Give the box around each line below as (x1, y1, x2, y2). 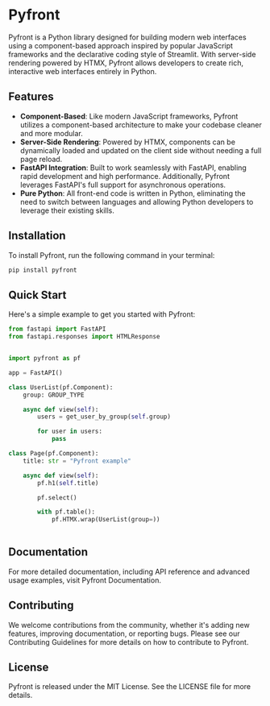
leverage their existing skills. (19, 206, 114, 215)
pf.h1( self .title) (37, 479, 99, 487)
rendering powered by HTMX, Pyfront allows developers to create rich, (8, 58, 244, 68)
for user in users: (37, 427, 103, 436)
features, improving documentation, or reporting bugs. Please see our (8, 629, 240, 638)
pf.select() (37, 493, 78, 501)
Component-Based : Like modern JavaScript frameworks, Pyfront (19, 111, 239, 121)
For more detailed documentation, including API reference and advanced (8, 567, 250, 576)
